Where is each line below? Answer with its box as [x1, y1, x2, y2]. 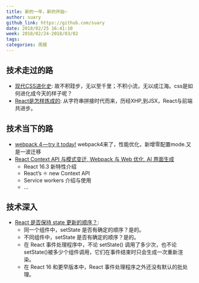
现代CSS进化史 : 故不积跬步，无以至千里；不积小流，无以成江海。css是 [14, 82, 188, 89]
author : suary [6, 14, 42, 20]
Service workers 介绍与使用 [23, 177, 91, 184]
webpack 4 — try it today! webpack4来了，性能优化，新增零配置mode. [14, 140, 187, 147]
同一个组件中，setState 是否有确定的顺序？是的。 [23, 227, 144, 234]
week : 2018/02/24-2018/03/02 [6, 31, 78, 37]
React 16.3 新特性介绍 [23, 163, 77, 170]
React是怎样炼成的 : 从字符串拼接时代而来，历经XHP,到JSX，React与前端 [14, 97, 193, 104]
